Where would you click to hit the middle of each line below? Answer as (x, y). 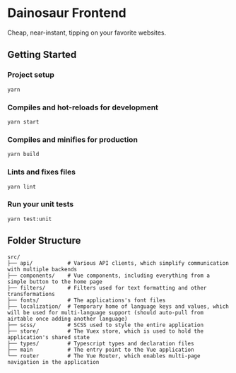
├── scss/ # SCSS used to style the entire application (105, 325)
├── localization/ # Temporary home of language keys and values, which (118, 306)
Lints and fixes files (42, 172)
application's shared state (49, 337)
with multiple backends (42, 269)
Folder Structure (44, 241)
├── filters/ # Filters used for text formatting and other (107, 288)
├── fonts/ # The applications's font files (87, 300)
